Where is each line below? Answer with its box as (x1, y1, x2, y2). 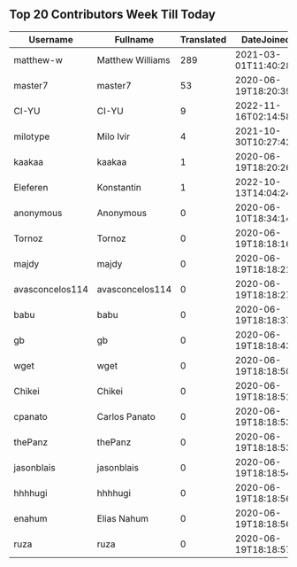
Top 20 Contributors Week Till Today (9, 7, 217, 22)
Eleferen (13, 181, 49, 193)
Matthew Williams (96, 53, 171, 66)
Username (28, 33, 73, 45)
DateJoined (241, 33, 292, 45)
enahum (13, 512, 48, 524)
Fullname (114, 33, 155, 45)
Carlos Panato (96, 410, 156, 423)
